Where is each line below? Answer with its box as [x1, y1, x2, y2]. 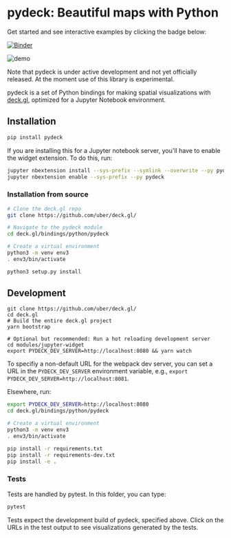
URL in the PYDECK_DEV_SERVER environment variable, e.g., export [7, 367, 188, 375]
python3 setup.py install [7, 268, 81, 275]
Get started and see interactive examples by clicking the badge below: [7, 28, 207, 36]
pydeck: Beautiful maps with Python [7, 5, 219, 21]
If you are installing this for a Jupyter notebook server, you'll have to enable [7, 146, 221, 154]
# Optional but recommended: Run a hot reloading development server [7, 335, 211, 342]
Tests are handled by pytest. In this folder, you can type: [7, 490, 166, 498]
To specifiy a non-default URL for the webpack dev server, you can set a [7, 360, 213, 368]
